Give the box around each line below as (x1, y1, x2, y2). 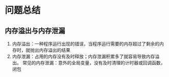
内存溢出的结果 (39, 47, 71, 53)
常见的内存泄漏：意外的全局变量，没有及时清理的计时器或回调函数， (22, 60, 165, 66)
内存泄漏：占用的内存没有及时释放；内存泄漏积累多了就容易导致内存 (12, 54, 155, 59)
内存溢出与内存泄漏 (5, 26, 65, 35)
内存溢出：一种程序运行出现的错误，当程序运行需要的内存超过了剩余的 (12, 41, 160, 47)
